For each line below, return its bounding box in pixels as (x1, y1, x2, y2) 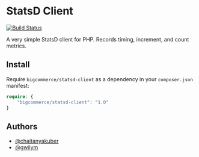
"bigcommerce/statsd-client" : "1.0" (17, 99, 109, 105)
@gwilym (14, 144, 38, 151)
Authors (6, 122, 38, 132)
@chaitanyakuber (14, 137, 59, 145)
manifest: (6, 82, 29, 89)
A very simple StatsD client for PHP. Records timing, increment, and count (6, 35, 189, 43)
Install (6, 60, 30, 70)
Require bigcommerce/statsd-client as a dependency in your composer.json (6, 75, 194, 82)
